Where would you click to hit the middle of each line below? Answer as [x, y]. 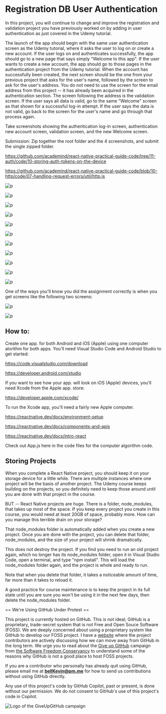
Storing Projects [31, 461]
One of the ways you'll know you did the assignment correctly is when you [81, 291]
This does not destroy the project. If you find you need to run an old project [82, 549]
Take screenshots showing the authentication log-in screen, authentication [82, 126]
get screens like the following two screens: [49, 296]
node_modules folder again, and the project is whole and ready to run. [77, 565]
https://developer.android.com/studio [43, 373]
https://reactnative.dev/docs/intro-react [46, 436]
